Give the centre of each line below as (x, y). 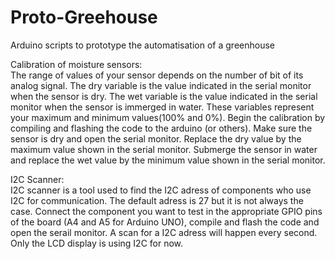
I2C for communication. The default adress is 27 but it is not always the (157, 200)
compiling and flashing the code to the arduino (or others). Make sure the (161, 128)
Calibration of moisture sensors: (76, 64)
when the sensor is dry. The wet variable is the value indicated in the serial (164, 96)
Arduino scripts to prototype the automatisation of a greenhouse (142, 45)
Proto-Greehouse (84, 17)
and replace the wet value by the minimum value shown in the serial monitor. (168, 160)
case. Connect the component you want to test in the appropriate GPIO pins (166, 211)
